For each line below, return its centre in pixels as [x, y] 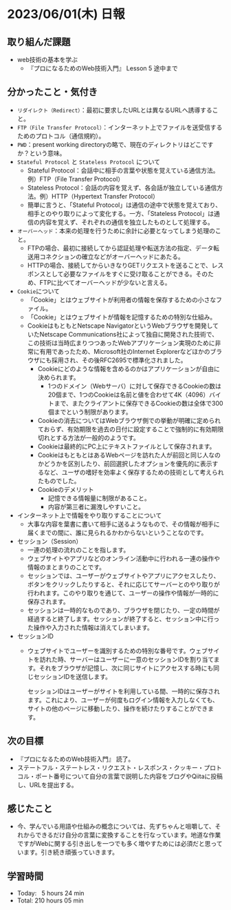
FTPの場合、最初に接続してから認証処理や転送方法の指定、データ [120, 248]
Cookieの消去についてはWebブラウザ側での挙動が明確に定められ [129, 420]
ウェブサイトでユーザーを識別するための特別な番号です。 [108, 651]
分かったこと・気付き [52, 92]
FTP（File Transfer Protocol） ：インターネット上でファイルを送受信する [120, 127]
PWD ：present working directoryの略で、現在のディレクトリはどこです [115, 144]
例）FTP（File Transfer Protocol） [76, 179]
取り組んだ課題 [39, 42]
